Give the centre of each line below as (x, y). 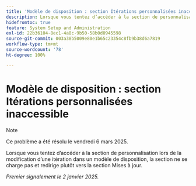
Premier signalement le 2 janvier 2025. (52, 177)
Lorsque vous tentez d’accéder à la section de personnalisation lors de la (94, 153)
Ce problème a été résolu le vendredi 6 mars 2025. (67, 142)
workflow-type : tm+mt (32, 44)
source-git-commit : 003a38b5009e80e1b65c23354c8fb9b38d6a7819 (83, 39)
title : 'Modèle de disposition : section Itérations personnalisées (91, 11)
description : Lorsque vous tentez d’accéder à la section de (82, 17)
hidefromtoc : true (28, 22)
